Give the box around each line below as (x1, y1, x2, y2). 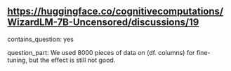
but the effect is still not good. (29, 56, 116, 64)
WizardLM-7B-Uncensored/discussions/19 (7, 17, 199, 29)
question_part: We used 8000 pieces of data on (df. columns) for (7, 48, 195, 56)
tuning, (7, 56, 28, 64)
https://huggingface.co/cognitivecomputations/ (7, 6, 223, 17)
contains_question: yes (7, 35, 74, 43)
